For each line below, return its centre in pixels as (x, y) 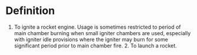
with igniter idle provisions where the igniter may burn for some (91, 39)
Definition (30, 11)
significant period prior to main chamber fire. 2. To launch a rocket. (96, 46)
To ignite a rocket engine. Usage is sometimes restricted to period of (97, 27)
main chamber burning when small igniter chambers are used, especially (102, 33)
